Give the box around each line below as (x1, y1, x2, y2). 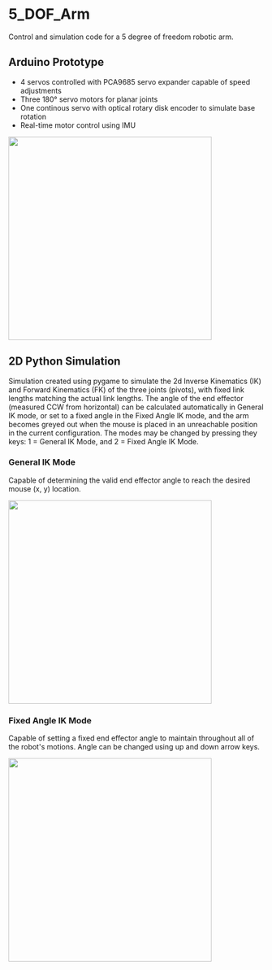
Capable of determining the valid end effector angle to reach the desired (8, 475, 251, 485)
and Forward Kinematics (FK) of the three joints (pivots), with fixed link (8, 384, 245, 395)
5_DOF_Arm (8, 5, 91, 24)
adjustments (19, 85, 63, 95)
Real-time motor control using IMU (19, 120, 136, 130)
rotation (19, 111, 47, 121)
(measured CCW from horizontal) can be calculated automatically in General (8, 402, 264, 412)
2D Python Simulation (8, 355, 121, 369)
